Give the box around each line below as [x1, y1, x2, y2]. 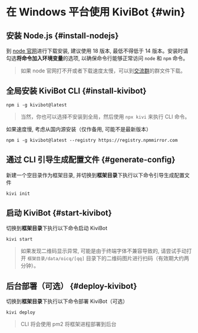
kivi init [6, 191, 31, 197]
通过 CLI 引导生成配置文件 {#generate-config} [6, 155, 176, 165]
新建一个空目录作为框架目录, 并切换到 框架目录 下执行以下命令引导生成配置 [6, 171, 184, 178]
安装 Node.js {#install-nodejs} [6, 31, 119, 41]
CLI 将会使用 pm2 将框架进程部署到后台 [20, 321, 117, 328]
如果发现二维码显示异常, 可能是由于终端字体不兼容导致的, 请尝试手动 [20, 248, 187, 255]
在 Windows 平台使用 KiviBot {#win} [6, 5, 186, 19]
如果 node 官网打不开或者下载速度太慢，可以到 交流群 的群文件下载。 [20, 67, 186, 74]
